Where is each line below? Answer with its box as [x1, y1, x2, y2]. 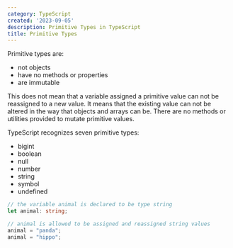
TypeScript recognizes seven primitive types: [7, 128, 140, 137]
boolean [17, 150, 42, 158]
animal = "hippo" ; [7, 233, 62, 241]
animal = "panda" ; [7, 227, 62, 234]
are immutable [17, 79, 60, 87]
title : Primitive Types [7, 30, 78, 38]
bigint [17, 142, 35, 151]
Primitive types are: [7, 50, 64, 58]
